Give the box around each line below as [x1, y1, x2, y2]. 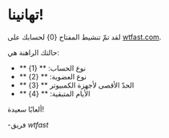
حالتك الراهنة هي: [7, 47, 60, 57]
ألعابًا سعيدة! [7, 104, 45, 114]
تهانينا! [7, 6, 44, 24]
